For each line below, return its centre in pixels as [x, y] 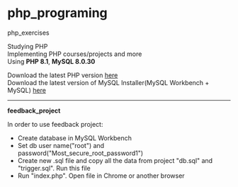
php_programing [57, 13]
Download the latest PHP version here [63, 75]
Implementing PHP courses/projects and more [75, 54]
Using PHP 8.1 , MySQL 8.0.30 [51, 61]
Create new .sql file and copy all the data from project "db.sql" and [115, 160]
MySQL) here [27, 90]
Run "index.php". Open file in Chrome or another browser [101, 176]
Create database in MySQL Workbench [75, 138]
